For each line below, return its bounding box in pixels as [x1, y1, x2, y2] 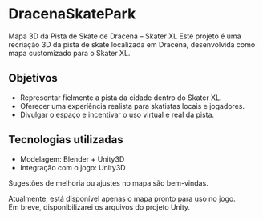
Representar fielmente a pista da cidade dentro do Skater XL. [19, 93, 222, 102]
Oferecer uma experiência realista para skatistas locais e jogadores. [19, 101, 245, 110]
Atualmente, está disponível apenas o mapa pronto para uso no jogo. [8, 194, 236, 203]
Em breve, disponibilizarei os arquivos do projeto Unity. [8, 202, 191, 212]
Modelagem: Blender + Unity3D [19, 154, 125, 164]
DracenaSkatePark [8, 5, 136, 23]
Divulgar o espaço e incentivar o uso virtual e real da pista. [19, 110, 215, 119]
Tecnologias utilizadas [8, 133, 123, 146]
